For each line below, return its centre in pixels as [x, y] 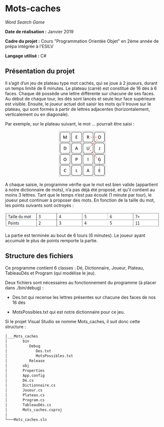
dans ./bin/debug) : [24, 288]
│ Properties [25, 371]
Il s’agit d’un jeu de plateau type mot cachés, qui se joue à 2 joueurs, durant [81, 83]
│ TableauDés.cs [28, 405]
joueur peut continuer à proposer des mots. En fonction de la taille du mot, [80, 200]
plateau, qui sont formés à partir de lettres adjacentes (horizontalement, [78, 109]
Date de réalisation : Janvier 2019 [39, 31]
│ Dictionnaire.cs [30, 385]
